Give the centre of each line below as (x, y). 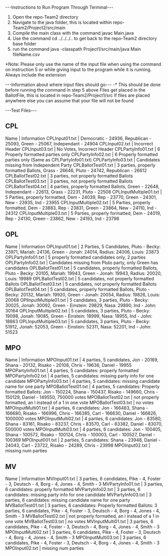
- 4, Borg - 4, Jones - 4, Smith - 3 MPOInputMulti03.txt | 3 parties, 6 (76, 537)
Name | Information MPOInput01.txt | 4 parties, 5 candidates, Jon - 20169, (82, 360)
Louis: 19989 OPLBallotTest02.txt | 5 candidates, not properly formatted (80, 278)
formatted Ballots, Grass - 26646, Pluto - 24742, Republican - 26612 (76, 170)
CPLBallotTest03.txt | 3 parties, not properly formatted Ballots (69, 181)
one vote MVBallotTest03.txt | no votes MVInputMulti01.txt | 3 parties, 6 (79, 522)
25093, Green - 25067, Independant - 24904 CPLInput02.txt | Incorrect (79, 143)
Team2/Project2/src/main (39, 28)
